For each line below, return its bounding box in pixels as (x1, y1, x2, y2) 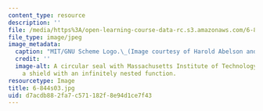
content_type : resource (8, 11, 86, 20)
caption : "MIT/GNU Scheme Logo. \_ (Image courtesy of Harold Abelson (15, 48, 243, 55)
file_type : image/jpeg (8, 33, 82, 41)
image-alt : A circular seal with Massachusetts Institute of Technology (15, 63, 258, 70)
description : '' (8, 19, 61, 27)
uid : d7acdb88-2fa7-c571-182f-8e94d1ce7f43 (8, 91, 153, 99)
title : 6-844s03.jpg (8, 84, 76, 92)
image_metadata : (8, 41, 61, 48)
